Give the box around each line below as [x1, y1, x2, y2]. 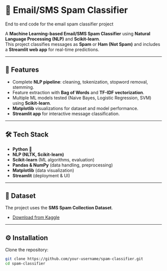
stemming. [12, 84, 34, 90]
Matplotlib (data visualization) [12, 167, 75, 173]
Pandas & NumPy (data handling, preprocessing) [12, 162, 113, 168]
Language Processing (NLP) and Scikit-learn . [5, 36, 100, 42]
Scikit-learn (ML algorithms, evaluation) [12, 156, 95, 162]
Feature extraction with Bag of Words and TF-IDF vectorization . [12, 89, 145, 95]
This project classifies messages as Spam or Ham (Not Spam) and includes [5, 41, 161, 47]
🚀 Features [5, 66, 39, 74]
